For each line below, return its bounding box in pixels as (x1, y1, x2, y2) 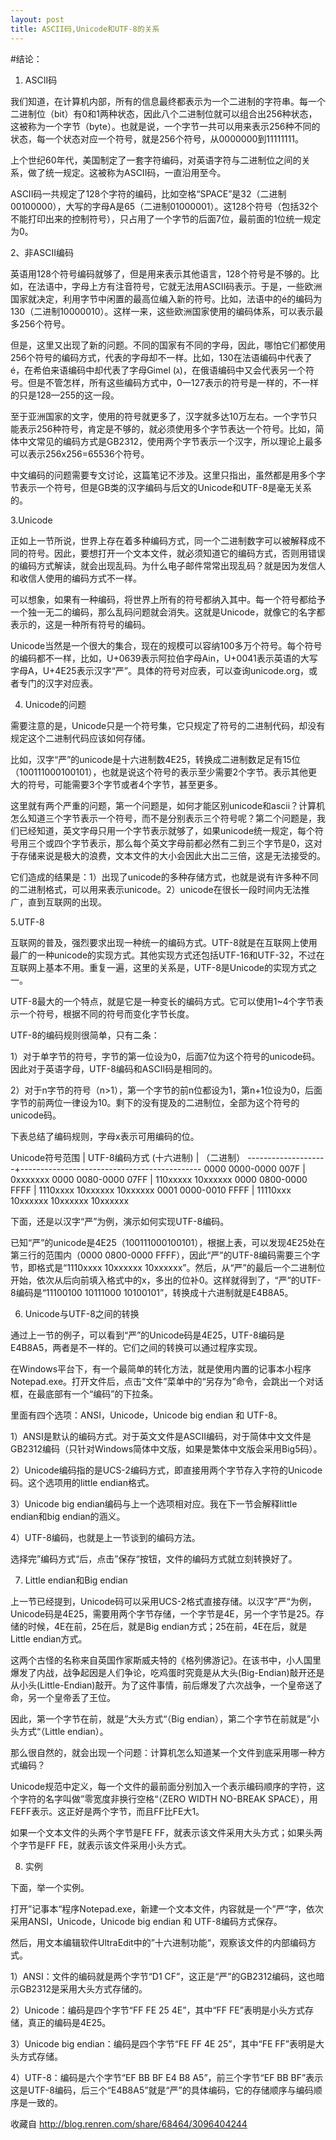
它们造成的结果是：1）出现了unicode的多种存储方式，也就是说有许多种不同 (10, 871, 319, 883)
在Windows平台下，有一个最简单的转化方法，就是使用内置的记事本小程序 (10, 1362, 312, 1375)
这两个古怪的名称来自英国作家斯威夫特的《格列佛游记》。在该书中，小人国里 (10, 1654, 322, 1666)
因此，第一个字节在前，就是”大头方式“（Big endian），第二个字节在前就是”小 (10, 1712, 320, 1725)
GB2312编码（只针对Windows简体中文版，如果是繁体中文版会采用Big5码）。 (10, 1442, 323, 1455)
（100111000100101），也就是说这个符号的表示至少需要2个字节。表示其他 (10, 766, 309, 778)
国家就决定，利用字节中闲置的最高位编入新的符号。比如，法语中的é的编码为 (10, 292, 323, 305)
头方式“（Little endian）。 (10, 1725, 109, 1737)
